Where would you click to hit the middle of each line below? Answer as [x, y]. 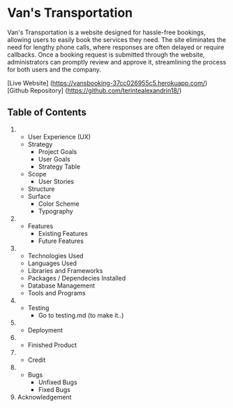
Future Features [61, 241]
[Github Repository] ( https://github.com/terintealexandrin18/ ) [95, 90]
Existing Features [63, 233]
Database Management [61, 286]
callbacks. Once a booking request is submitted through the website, [106, 55]
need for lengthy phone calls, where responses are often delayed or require [116, 47]
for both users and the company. [54, 69]
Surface [39, 196]
